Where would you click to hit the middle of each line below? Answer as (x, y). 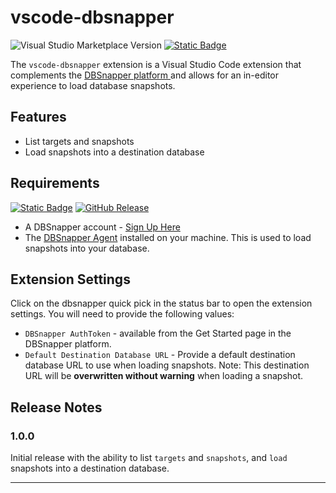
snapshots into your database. (87, 248)
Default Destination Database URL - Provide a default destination (160, 355)
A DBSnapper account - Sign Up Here (102, 227)
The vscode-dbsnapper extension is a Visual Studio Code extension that (156, 64)
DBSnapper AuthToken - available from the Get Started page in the (158, 333)
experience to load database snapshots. (93, 85)
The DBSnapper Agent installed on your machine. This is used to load (168, 237)
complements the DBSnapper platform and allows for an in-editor (145, 75)
